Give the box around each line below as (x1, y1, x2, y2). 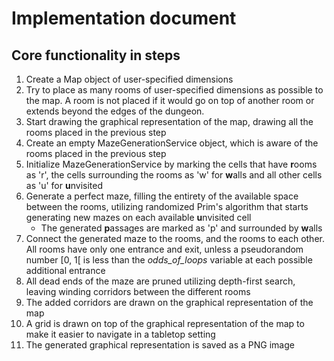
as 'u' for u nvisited (25, 180, 103, 191)
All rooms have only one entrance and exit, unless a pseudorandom (25, 243, 304, 255)
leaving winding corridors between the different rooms (25, 286, 251, 297)
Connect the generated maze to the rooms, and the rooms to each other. (25, 233, 325, 244)
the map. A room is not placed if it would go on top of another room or (25, 95, 315, 106)
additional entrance (25, 265, 106, 276)
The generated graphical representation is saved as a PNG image (25, 339, 295, 351)
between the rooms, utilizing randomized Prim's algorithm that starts (25, 201, 309, 212)
